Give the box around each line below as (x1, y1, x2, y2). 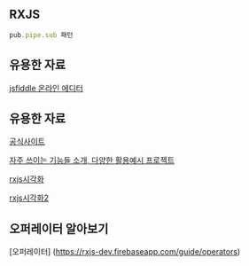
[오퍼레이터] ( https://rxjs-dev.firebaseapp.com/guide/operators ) (9, 246, 241, 257)
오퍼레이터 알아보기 (9, 221, 109, 236)
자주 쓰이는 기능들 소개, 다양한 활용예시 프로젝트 (9, 155, 175, 166)
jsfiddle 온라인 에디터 (9, 82, 84, 93)
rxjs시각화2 (9, 192, 50, 203)
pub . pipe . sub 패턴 (9, 30, 74, 39)
